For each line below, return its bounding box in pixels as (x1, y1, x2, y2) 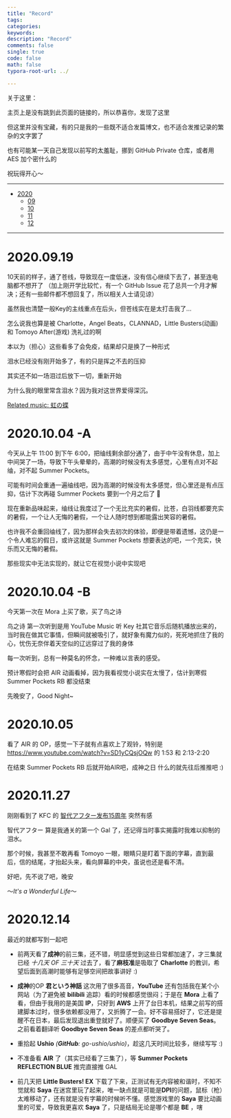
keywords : (7, 29, 36, 36)
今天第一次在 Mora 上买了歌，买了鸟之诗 (7, 607, 122, 616)
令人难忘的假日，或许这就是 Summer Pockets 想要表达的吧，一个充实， (12, 536, 215, 545)
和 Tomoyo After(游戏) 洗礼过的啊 (7, 328, 102, 336)
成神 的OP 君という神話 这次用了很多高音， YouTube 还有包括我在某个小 (16, 982, 219, 990)
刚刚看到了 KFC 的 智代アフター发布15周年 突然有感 (7, 812, 153, 820)
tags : (7, 17, 23, 23)
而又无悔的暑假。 (12, 545, 62, 553)
